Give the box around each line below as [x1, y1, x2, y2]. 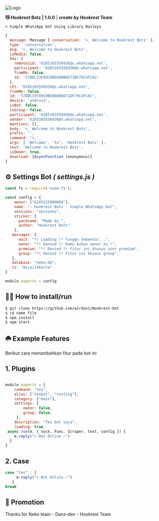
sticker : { [14, 214, 37, 219]
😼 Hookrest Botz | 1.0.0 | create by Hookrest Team [5, 15, 113, 20]
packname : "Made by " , [18, 218, 66, 223]
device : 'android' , [9, 98, 50, 103]
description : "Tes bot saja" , [14, 419, 77, 425]
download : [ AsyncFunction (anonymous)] [9, 154, 93, 159]
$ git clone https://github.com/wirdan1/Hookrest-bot [5, 306, 120, 311]
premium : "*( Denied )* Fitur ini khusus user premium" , [18, 246, 140, 251]
